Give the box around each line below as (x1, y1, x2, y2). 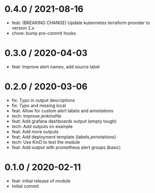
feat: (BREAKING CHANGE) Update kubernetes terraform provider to (11, 20, 150, 26)
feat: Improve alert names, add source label (11, 64, 100, 69)
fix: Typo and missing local (11, 102, 66, 108)
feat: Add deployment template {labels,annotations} (11, 134, 116, 140)
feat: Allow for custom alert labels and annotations (11, 107, 114, 114)
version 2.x (11, 25, 35, 31)
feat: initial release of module (11, 178, 71, 184)
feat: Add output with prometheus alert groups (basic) (11, 144, 121, 150)
